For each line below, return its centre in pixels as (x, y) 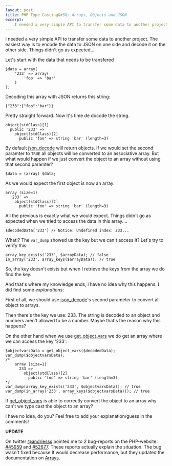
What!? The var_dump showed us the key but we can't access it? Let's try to (84, 240)
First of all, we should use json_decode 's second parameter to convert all (82, 300)
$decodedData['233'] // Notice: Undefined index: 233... (67, 231)
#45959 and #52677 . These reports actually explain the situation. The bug (83, 447)
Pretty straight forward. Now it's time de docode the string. (67, 115)
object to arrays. (23, 305)
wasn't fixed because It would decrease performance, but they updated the (85, 453)
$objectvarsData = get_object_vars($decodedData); (60, 351)
